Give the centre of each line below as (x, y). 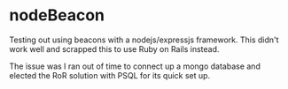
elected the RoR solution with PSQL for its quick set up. (110, 75)
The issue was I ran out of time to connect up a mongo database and (135, 66)
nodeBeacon (57, 15)
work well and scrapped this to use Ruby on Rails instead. (114, 48)
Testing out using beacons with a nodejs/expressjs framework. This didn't (144, 40)
